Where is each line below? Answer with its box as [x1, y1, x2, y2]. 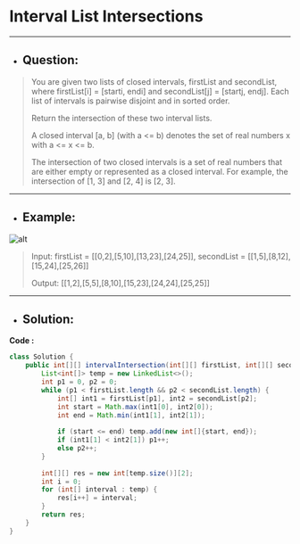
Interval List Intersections [9, 6, 204, 27]
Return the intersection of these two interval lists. [30, 112, 212, 123]
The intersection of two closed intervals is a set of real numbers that [30, 156, 283, 167]
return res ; [41, 510, 87, 519]
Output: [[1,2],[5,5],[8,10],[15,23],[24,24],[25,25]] [30, 277, 210, 288]
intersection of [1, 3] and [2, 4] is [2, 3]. [30, 176, 176, 186]
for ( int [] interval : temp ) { [41, 485, 158, 494]
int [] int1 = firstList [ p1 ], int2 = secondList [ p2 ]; [56, 394, 257, 403]
